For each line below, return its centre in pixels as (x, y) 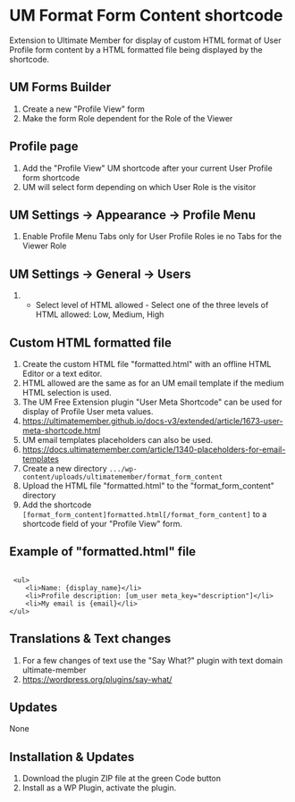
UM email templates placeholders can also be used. (118, 440)
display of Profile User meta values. (88, 411)
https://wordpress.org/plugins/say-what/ (97, 679)
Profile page (44, 147)
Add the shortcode (57, 505)
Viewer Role (44, 246)
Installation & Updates (72, 757)
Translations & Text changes (90, 639)
